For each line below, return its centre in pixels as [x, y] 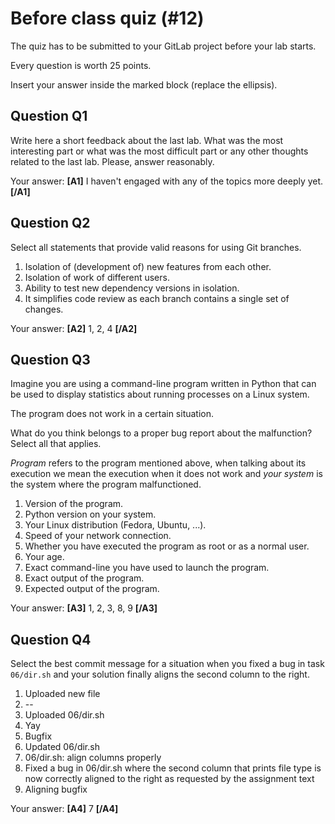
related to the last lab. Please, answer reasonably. [112, 161]
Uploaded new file [62, 694]
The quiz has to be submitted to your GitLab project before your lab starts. [163, 46]
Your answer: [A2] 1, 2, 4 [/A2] [74, 328]
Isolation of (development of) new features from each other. [148, 266]
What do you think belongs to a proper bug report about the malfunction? [161, 433]
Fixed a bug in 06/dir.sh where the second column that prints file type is [173, 768]
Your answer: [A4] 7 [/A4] [64, 809]
